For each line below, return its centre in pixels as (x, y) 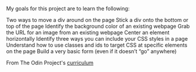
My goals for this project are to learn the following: (68, 9)
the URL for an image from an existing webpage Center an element (88, 32)
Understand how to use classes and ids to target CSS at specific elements (97, 45)
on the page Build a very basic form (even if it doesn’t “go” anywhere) (91, 51)
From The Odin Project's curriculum (50, 63)
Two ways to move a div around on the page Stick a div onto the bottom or (97, 20)
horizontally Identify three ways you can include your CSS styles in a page (97, 39)
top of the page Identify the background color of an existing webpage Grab (98, 26)
